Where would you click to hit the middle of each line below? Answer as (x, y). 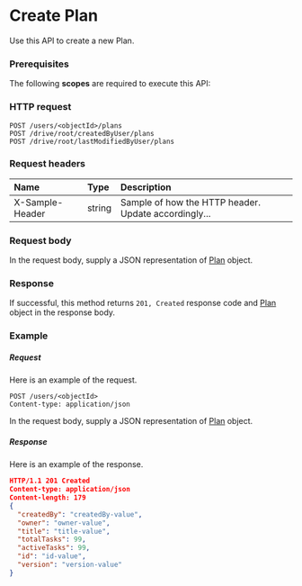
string (99, 208)
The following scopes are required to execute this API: (110, 84)
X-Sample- (39, 202)
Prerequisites (39, 64)
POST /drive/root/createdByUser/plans (82, 133)
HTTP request (40, 107)
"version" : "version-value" (70, 565)
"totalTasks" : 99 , (52, 540)
